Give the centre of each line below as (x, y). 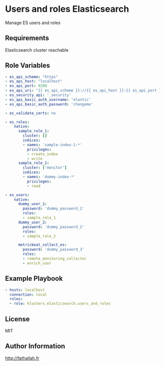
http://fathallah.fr (22, 358)
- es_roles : (17, 122)
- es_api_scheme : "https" (31, 77)
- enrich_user (37, 263)
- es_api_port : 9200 (26, 86)
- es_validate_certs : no (30, 113)
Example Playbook (34, 279)
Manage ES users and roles (33, 23)
